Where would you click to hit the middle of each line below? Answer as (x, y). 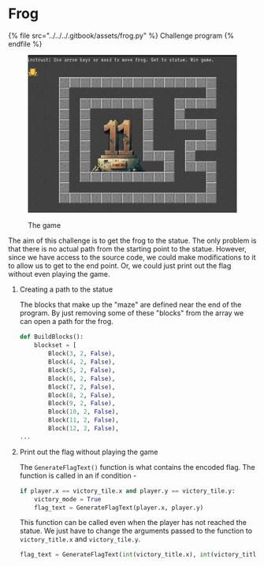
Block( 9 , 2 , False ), (82, 404)
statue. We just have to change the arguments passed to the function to (136, 531)
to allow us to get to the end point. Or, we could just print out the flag (120, 266)
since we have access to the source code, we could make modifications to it (132, 258)
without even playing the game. (59, 274)
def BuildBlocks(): (52, 337)
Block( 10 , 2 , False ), (84, 412)
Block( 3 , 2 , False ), (82, 354)
